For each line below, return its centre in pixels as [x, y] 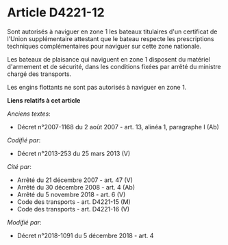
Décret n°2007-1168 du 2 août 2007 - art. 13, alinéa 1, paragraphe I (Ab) [118, 127]
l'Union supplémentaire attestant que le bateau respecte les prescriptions [111, 38]
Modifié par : [25, 222]
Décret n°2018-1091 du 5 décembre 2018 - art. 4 [85, 235]
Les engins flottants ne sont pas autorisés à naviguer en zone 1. [97, 87]
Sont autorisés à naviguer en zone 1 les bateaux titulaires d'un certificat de [112, 31]
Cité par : [20, 166]
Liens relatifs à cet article [44, 100]
